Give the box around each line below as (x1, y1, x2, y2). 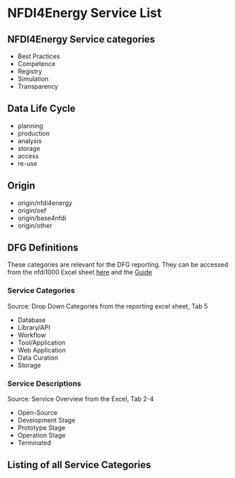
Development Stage (17, 416, 76, 425)
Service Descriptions (7, 378, 81, 388)
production (17, 129, 50, 138)
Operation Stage (17, 431, 66, 440)
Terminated (17, 438, 52, 448)
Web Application (17, 345, 66, 354)
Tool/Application (17, 338, 66, 347)
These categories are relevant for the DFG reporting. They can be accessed (7, 260, 229, 269)
